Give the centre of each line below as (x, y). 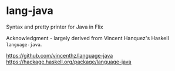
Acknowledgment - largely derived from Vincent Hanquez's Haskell (87, 38)
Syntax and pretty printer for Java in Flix (55, 27)
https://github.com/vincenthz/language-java (60, 55)
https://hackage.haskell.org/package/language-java (69, 62)
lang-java (30, 11)
